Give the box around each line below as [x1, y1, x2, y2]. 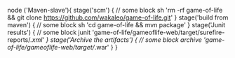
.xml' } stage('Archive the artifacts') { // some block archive [30, 36, 202, 44]
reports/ [7, 36, 31, 44]
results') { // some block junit [7, 28, 91, 36]
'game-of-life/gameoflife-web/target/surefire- [92, 28, 225, 36]
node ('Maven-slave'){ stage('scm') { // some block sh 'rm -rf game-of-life [7, 6, 223, 14]
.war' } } [94, 43, 118, 51]
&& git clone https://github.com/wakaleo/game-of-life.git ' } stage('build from [7, 13, 229, 22]
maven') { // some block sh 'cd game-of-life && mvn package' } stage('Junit [7, 21, 226, 29]
